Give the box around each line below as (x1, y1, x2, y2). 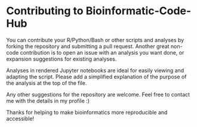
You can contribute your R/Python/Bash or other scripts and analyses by (6, 36, 184, 43)
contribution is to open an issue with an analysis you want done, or (20, 49, 184, 56)
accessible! (6, 115, 35, 122)
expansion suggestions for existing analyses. (6, 55, 117, 62)
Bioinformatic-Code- (85, 4, 192, 18)
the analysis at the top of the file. (6, 79, 87, 87)
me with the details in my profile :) (6, 97, 90, 104)
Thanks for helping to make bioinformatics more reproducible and (6, 109, 168, 116)
